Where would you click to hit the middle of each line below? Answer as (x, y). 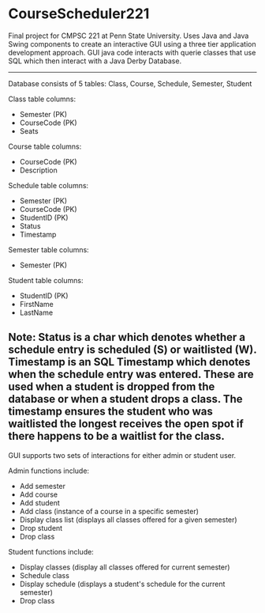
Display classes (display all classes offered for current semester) (125, 567)
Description (38, 170)
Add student (40, 502)
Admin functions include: (49, 471)
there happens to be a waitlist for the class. (116, 436)
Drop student (41, 528)
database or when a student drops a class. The (125, 399)
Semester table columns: (49, 249)
